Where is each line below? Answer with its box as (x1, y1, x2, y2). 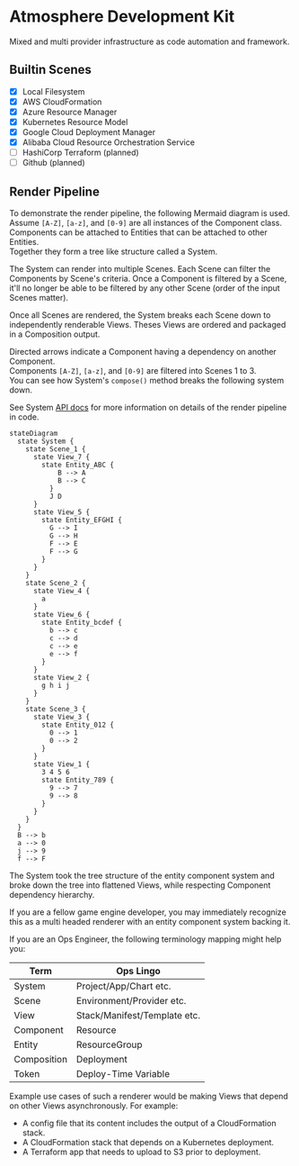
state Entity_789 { (41, 776, 115, 785)
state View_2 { (32, 673, 91, 682)
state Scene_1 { (25, 445, 87, 454)
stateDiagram (9, 429, 58, 438)
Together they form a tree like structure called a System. (9, 246, 218, 258)
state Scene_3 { (25, 705, 87, 714)
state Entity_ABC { (41, 461, 115, 470)
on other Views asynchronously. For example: (9, 1100, 179, 1111)
